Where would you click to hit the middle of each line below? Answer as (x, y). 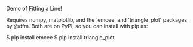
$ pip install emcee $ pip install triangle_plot (60, 37)
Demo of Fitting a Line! (34, 9)
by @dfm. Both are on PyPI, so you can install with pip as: (77, 26)
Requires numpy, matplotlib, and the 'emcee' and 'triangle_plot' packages (96, 20)
